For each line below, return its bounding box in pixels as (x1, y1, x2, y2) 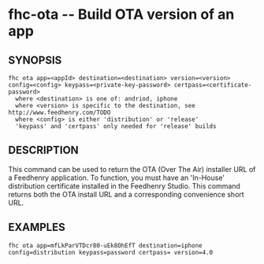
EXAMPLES (8, 221, 65, 234)
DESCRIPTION (8, 144, 79, 157)
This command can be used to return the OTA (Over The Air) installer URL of (8, 164, 256, 174)
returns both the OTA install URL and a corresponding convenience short (8, 189, 244, 199)
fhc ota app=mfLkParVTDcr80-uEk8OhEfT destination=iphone (8, 241, 203, 249)
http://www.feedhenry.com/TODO (8, 108, 111, 116)
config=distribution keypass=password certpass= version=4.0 (8, 248, 214, 256)
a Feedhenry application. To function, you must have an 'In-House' (8, 173, 225, 182)
